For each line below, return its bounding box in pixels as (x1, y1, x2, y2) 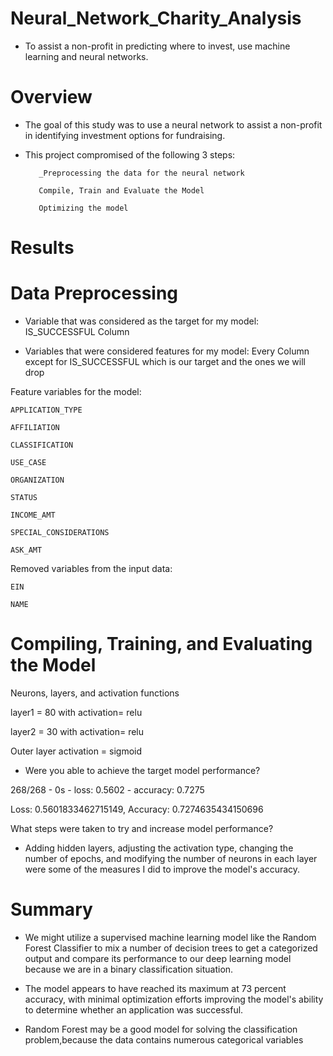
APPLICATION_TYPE (10, 405, 83, 415)
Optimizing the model (38, 203, 129, 213)
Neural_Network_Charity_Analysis (10, 7, 302, 30)
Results (10, 237, 75, 259)
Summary (10, 898, 93, 921)
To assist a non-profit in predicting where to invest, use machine (24, 40, 291, 52)
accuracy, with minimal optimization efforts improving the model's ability (24, 993, 324, 1005)
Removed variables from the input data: (10, 563, 173, 574)
